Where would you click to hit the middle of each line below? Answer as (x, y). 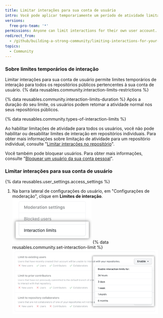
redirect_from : (20, 36)
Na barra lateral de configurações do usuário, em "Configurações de (81, 191)
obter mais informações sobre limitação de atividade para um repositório (78, 139)
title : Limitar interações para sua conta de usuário (61, 10)
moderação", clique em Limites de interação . (57, 196)
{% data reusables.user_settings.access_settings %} (57, 182)
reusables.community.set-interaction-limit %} (57, 247)
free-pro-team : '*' (29, 26)
